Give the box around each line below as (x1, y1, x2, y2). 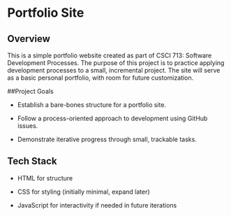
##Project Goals (7, 87, 54, 95)
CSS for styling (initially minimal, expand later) (17, 187, 150, 196)
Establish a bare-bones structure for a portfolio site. (17, 101, 166, 109)
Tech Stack (7, 155, 57, 167)
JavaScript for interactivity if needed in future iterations (17, 201, 177, 209)
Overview (7, 33, 51, 45)
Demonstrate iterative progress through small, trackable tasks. (17, 135, 197, 143)
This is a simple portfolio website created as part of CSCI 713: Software (7, 51, 212, 59)
